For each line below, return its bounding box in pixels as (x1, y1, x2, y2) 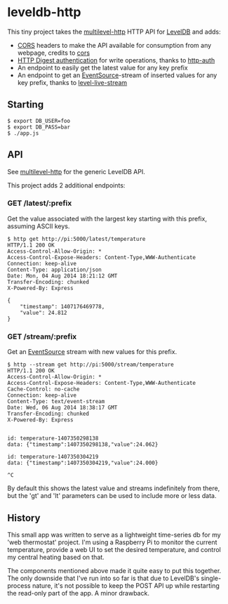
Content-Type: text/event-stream (7, 398, 105, 405)
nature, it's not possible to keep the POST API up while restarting (32, 581, 220, 590)
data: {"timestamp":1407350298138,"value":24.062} (7, 441, 159, 448)
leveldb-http (7, 4, 81, 20)
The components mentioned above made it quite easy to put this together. (7, 566, 222, 575)
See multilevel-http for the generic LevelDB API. (7, 167, 145, 176)
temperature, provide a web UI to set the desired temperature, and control (7, 545, 221, 553)
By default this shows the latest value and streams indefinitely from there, (7, 484, 220, 492)
